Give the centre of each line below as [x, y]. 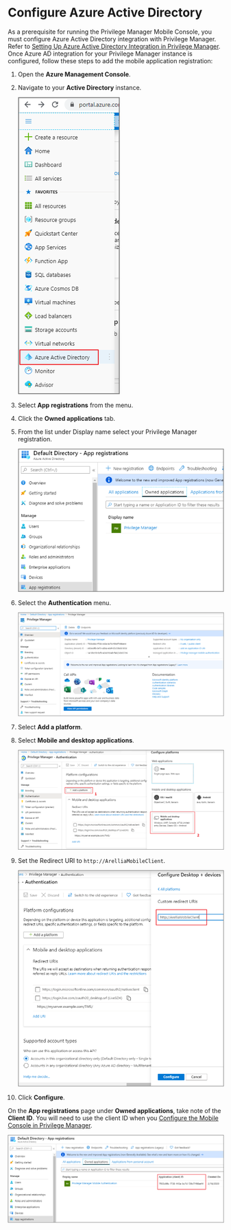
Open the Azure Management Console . [74, 74]
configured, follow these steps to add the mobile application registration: [110, 61]
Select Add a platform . [50, 727]
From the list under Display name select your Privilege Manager [107, 432]
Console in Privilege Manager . [50, 1125]
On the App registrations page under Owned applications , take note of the [114, 1111]
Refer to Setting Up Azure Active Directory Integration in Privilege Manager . [114, 46]
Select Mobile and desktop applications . [76, 740]
